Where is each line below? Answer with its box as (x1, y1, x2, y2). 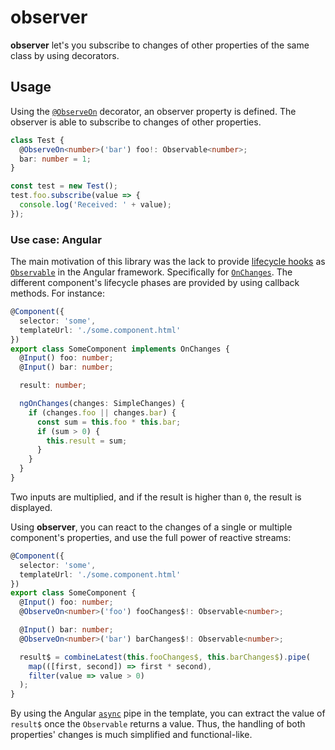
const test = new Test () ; (10, 181, 118, 191)
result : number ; (19, 381, 87, 391)
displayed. (10, 501, 53, 513)
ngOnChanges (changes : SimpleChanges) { (19, 399, 186, 409)
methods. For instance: (10, 287, 105, 300)
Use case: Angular (10, 232, 102, 246)
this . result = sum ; (46, 436, 128, 446)
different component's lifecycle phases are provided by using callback (10, 277, 300, 289)
